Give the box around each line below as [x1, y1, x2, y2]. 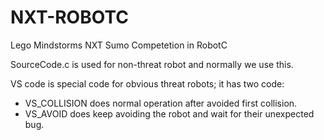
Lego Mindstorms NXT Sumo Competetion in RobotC [10, 39, 228, 51]
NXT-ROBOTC [10, 6, 129, 29]
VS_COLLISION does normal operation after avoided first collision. [24, 97, 298, 109]
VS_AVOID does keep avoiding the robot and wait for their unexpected [24, 107, 315, 120]
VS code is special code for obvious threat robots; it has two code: [10, 77, 285, 90]
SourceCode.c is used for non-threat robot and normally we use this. [10, 58, 294, 70]
